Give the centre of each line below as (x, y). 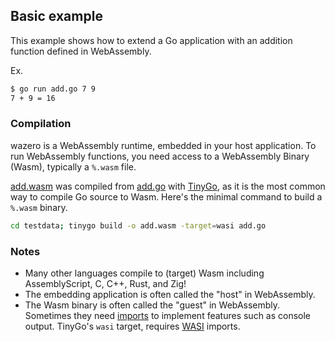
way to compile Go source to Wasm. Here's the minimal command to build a (166, 196)
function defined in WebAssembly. (81, 51)
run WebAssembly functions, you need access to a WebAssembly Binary (160, 156)
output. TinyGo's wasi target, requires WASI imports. (132, 326)
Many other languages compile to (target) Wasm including (144, 273)
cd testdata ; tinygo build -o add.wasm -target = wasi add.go (138, 225)
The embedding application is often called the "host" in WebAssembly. (170, 295)
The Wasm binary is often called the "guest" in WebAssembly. (152, 305)
